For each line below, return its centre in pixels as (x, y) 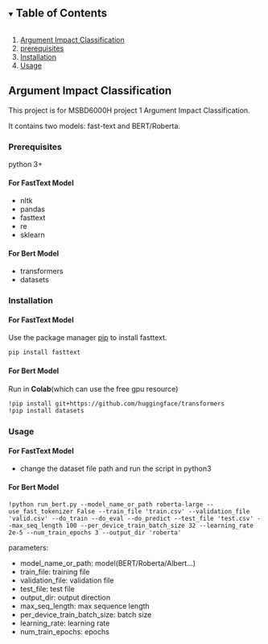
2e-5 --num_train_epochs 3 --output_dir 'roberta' (95, 532)
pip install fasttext (45, 353)
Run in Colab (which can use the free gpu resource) (93, 388)
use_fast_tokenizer (41, 511)
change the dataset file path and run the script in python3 (115, 469)
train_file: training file (55, 571)
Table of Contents (61, 13)
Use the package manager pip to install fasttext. (88, 338)
